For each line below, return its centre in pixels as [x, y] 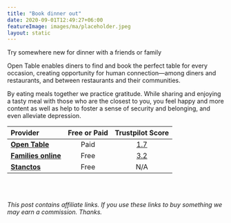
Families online [36, 156]
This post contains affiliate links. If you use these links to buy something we [115, 205]
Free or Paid [88, 133]
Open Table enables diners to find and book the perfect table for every [108, 66]
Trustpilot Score [142, 133]
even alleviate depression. [44, 116]
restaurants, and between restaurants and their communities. [94, 81]
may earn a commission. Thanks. [54, 212]
